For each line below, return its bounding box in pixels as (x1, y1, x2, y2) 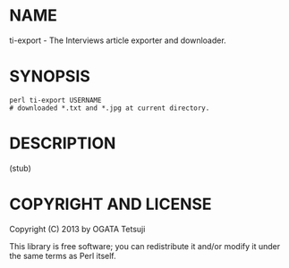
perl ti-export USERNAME (9, 96, 102, 105)
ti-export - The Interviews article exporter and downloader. (9, 35, 226, 46)
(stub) (9, 163, 31, 173)
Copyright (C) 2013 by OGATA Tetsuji (9, 223, 146, 234)
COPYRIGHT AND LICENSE (9, 194, 212, 214)
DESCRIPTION (9, 133, 116, 154)
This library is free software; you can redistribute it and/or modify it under (9, 240, 281, 251)
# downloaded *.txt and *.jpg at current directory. (9, 104, 210, 113)
